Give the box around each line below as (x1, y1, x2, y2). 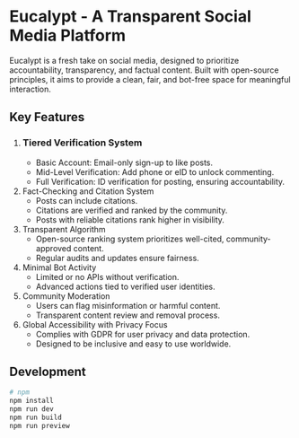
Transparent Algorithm (22, 223, 106, 234)
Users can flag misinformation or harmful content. (35, 300, 221, 311)
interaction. (9, 83, 52, 94)
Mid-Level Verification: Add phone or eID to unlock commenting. (35, 166, 275, 177)
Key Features (9, 109, 85, 125)
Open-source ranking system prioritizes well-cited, (35, 233, 224, 244)
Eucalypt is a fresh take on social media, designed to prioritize (9, 55, 240, 66)
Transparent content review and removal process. (35, 310, 220, 320)
